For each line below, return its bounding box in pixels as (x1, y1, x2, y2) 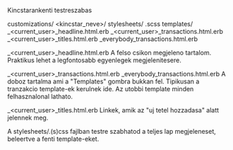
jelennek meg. (7, 113, 49, 122)
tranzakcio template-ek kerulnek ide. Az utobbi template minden (7, 85, 194, 93)
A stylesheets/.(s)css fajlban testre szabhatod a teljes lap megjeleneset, (7, 127, 217, 135)
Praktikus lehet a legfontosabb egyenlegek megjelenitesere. (7, 56, 181, 64)
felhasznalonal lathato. (7, 92, 73, 100)
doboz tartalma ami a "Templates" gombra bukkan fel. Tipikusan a (7, 77, 200, 86)
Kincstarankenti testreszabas (7, 6, 92, 14)
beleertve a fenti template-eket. (7, 134, 100, 143)
